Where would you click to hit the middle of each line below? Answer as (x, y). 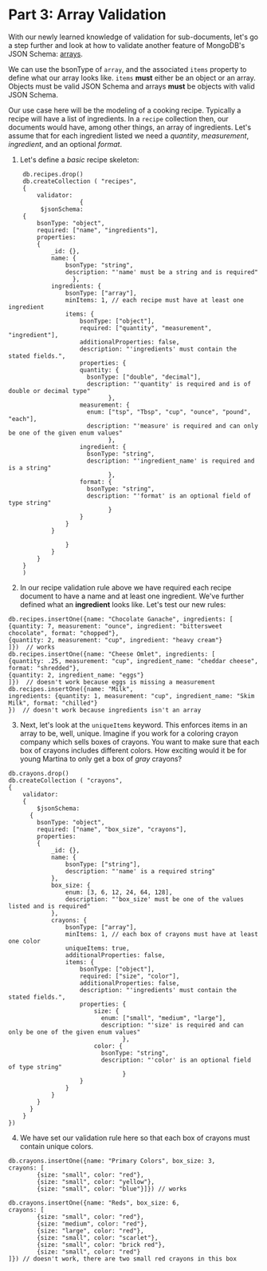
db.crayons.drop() (39, 773)
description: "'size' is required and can (173, 1025)
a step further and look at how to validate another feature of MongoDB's (127, 45)
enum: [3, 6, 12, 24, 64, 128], (119, 892)
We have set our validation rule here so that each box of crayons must (135, 1138)
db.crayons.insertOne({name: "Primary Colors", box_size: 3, (112, 1161)
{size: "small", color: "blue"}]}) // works (112, 1189)
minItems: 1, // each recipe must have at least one (155, 300)
